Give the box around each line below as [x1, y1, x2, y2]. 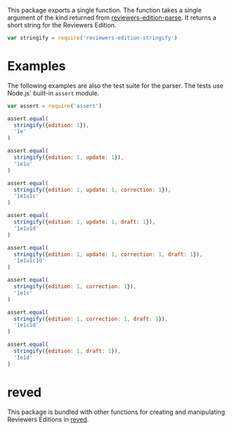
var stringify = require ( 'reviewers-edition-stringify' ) [7, 34, 178, 41]
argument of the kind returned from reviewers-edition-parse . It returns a [7, 13, 217, 22]
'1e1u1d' [13, 225, 39, 232]
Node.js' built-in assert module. [7, 89, 100, 97]
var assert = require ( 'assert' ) [7, 102, 102, 110]
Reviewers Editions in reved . [7, 415, 89, 424]
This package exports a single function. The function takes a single [7, 6, 202, 14]
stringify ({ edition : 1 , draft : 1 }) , [13, 348, 121, 355]
